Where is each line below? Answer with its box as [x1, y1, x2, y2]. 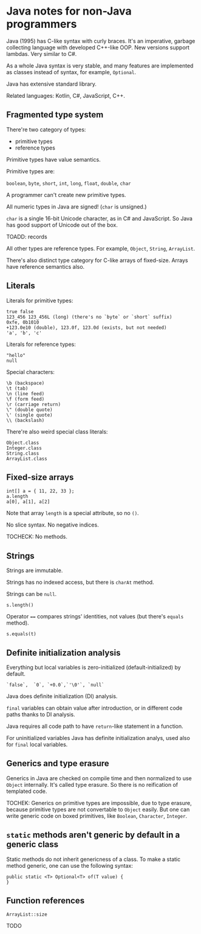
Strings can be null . [6, 590, 57, 598]
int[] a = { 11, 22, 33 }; [6, 488, 75, 494]
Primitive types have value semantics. [6, 156, 101, 163]
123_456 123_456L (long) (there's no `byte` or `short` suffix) [6, 314, 172, 320]
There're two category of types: [6, 126, 86, 133]
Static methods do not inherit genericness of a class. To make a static [6, 856, 181, 863]
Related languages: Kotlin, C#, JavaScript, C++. [6, 92, 126, 99]
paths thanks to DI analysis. [6, 711, 75, 718]
